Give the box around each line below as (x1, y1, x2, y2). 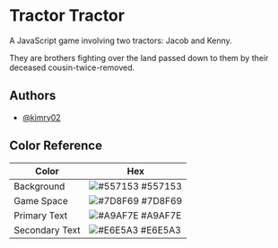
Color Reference (9, 138, 103, 154)
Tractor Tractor (9, 5, 126, 26)
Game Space (13, 194, 69, 207)
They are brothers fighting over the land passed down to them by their (9, 52, 269, 63)
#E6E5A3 (140, 224, 181, 236)
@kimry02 (22, 111, 61, 122)
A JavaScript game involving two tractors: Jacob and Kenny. (9, 35, 233, 46)
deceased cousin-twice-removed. (9, 62, 135, 73)
